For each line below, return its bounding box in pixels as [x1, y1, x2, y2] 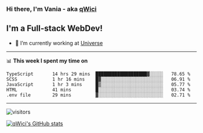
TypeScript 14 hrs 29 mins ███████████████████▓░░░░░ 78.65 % [6, 71, 190, 77]
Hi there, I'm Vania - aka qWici [6, 5, 97, 13]
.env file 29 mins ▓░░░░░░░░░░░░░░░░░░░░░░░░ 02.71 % [6, 92, 190, 98]
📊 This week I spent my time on [6, 57, 88, 64]
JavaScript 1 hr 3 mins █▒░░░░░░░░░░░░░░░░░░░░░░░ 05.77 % [6, 81, 190, 87]
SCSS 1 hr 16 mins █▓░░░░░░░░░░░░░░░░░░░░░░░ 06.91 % [6, 76, 190, 82]
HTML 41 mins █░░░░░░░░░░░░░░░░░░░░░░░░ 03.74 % [6, 87, 190, 93]
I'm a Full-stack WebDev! [6, 23, 103, 34]
